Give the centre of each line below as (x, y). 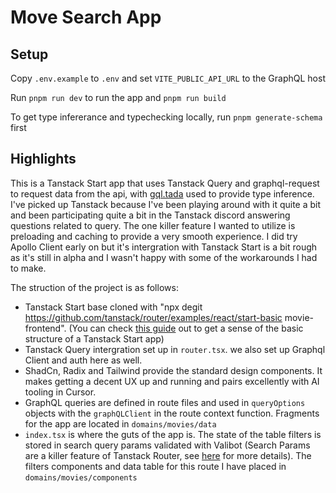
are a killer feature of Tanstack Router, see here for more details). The (168, 455)
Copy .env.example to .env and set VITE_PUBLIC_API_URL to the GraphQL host (168, 78)
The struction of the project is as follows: (94, 287)
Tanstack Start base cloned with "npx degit (113, 307)
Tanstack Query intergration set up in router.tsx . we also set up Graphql (175, 349)
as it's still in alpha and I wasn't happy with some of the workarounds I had (164, 257)
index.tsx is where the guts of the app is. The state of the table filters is (173, 434)
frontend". (45, 328)
